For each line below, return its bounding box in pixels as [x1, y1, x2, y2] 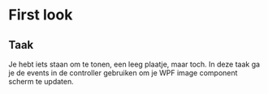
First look [8, 6, 73, 24]
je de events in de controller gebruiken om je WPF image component [8, 68, 238, 78]
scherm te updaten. [8, 77, 75, 86]
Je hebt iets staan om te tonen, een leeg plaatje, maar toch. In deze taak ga [8, 59, 261, 69]
